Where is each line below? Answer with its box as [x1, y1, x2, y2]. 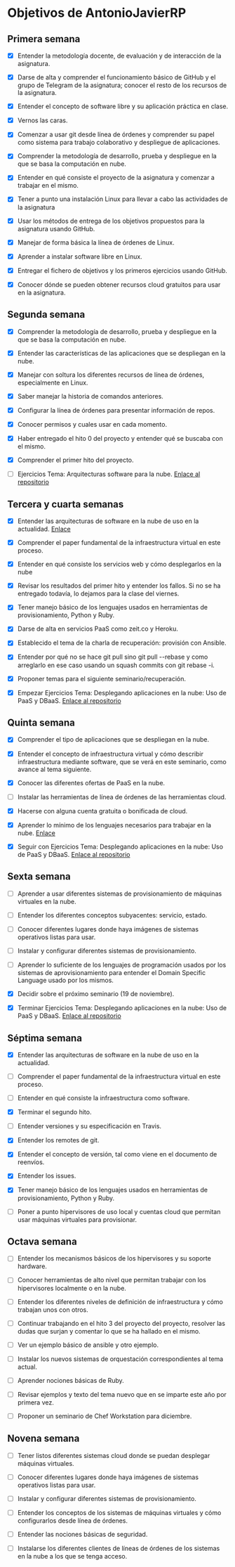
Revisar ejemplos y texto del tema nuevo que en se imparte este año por [17, 1390, 227, 1398]
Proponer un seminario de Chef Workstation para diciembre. [17, 1412, 192, 1420]
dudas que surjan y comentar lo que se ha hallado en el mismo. [17, 1327, 201, 1335]
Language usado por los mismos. [17, 976, 114, 984]
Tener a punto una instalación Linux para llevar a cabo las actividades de [17, 195, 228, 203]
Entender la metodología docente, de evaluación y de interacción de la [17, 51, 222, 60]
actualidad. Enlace [17, 525, 72, 534]
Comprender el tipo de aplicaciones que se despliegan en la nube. [17, 735, 210, 744]
